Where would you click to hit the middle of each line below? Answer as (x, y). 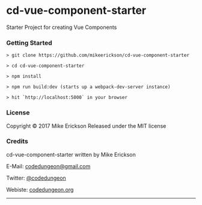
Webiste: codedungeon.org (40, 189)
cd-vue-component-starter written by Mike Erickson (71, 154)
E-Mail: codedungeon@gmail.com (48, 166)
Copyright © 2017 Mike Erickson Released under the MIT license (86, 126)
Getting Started (29, 43)
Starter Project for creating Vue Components (62, 27)
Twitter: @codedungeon (36, 178)
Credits (17, 141)
